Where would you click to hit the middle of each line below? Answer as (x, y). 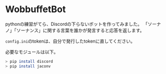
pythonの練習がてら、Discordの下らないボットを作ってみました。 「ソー (81, 24)
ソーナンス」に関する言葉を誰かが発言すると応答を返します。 (80, 30)
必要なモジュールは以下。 (32, 52)
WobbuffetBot (36, 9)
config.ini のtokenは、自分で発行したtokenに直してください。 (70, 41)
